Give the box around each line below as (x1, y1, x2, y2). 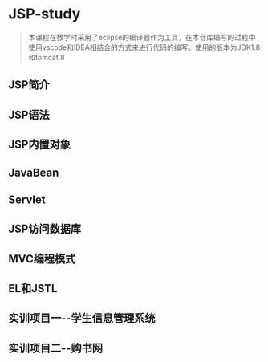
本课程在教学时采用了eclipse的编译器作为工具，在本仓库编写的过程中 (27, 32, 256, 42)
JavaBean (8, 165, 59, 179)
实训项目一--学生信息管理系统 (8, 311, 156, 325)
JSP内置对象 (8, 138, 71, 152)
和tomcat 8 (27, 52, 66, 62)
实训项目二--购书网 (8, 341, 103, 355)
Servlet (8, 193, 46, 206)
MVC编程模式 (8, 252, 76, 266)
